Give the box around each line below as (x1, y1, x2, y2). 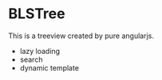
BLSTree (8, 5, 65, 23)
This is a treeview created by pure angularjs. (8, 31, 154, 40)
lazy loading (19, 46, 61, 55)
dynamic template (19, 63, 80, 72)
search (19, 55, 43, 64)
